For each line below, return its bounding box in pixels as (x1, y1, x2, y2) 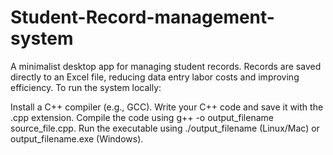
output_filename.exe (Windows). (10, 132, 144, 145)
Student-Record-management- (10, 6, 275, 29)
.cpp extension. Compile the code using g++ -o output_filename (10, 111, 274, 123)
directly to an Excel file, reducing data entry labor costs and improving (10, 71, 300, 83)
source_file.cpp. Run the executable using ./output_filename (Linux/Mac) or (10, 122, 320, 134)
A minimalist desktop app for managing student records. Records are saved (10, 60, 322, 72)
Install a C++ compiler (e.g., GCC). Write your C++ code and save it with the (10, 101, 324, 113)
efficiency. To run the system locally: (10, 81, 162, 93)
